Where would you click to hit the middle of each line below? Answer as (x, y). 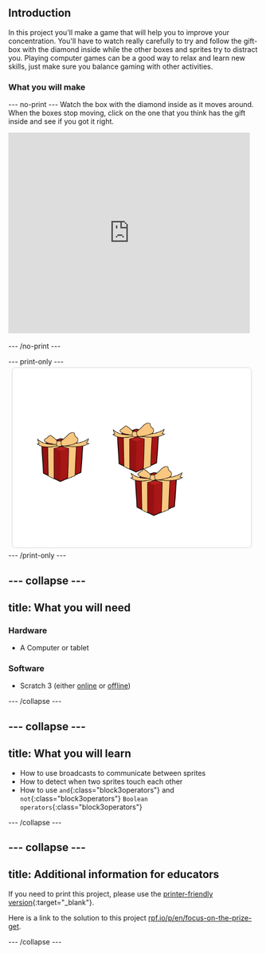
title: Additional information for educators (114, 874)
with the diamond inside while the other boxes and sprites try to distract (140, 49)
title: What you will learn (70, 754)
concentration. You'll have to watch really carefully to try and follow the (125, 41)
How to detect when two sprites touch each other (101, 781)
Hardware (28, 630)
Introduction (40, 13)
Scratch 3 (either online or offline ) (75, 686)
